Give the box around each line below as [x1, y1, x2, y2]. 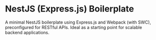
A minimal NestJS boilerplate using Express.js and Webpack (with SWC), [5, 19, 151, 25]
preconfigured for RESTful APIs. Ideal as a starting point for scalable [5, 24, 142, 30]
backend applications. [5, 29, 50, 35]
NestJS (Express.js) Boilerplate [5, 3, 134, 14]
